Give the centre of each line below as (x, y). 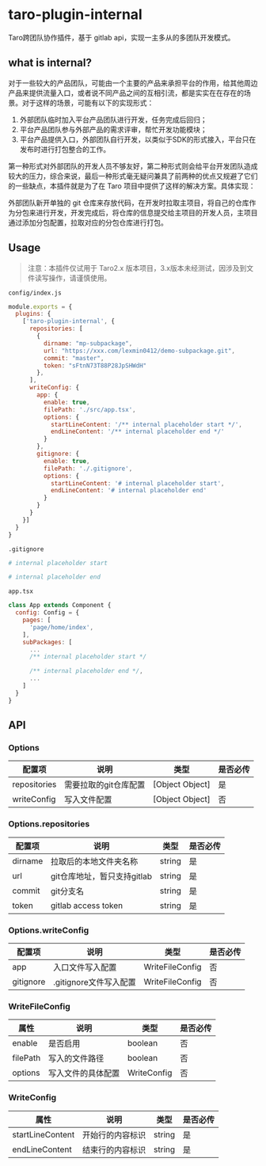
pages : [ (37, 620)
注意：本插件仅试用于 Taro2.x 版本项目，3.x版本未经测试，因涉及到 (137, 268)
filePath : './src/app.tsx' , (89, 409)
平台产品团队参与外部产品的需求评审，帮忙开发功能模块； (113, 129)
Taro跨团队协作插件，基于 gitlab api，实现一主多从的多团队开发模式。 (122, 37)
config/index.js (35, 293)
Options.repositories (49, 824)
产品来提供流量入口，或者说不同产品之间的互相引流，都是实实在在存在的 (126, 93)
